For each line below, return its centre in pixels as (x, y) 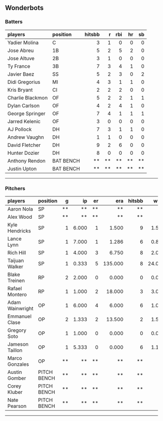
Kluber (15, 392)
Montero (17, 294)
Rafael (15, 288)
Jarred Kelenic (24, 121)
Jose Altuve (21, 58)
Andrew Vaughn (26, 137)
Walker (15, 266)
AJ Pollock (20, 129)
